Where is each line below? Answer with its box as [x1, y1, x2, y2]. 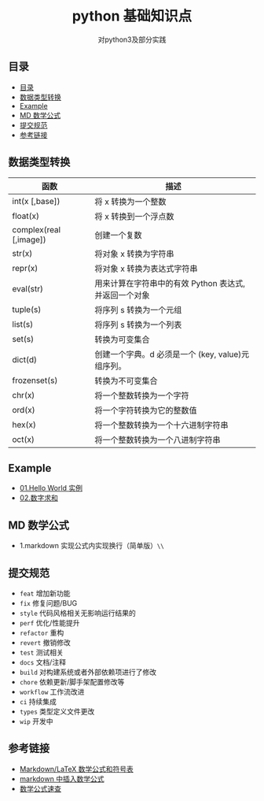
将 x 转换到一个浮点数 [94, 210, 174, 221]
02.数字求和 [19, 493, 59, 502]
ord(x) [12, 404, 35, 415]
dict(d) [12, 354, 38, 365]
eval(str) [12, 283, 43, 294]
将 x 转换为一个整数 [94, 196, 167, 207]
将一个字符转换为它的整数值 [94, 405, 198, 416]
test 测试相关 [19, 647, 64, 657]
